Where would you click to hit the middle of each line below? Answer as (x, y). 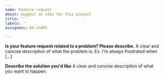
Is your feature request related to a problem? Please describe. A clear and (82, 46)
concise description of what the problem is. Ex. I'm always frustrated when (81, 52)
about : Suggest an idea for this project (48, 14)
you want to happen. (26, 71)
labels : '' (16, 23)
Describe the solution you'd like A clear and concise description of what (80, 66)
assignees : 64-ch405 (26, 28)
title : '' (15, 19)
